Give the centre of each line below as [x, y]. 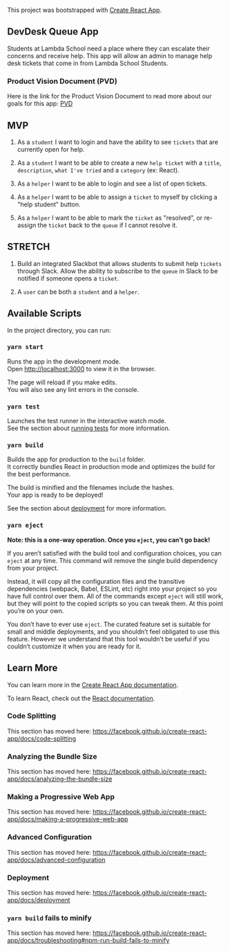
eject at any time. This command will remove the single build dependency [113, 560]
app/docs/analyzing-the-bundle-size [60, 779]
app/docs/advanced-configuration [56, 860]
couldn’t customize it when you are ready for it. [74, 646]
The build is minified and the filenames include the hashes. [91, 488]
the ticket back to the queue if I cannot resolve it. [107, 225]
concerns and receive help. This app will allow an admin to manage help [110, 55]
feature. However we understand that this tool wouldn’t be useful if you [108, 639]
